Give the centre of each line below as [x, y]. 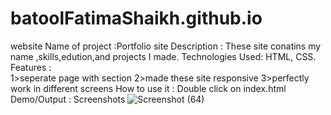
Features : [31, 67]
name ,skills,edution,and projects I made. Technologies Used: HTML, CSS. [163, 56]
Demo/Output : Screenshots [68, 99]
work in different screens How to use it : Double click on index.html [148, 88]
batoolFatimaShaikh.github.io [136, 18]
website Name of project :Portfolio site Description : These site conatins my [166, 46]
